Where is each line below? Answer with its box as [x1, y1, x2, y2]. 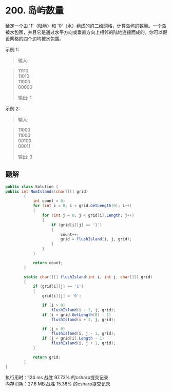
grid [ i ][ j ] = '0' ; [42, 293, 82, 298]
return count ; [32, 260, 63, 265]
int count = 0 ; [32, 198, 66, 203]
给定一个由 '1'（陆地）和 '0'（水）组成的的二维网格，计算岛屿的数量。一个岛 [5, 23, 167, 29]
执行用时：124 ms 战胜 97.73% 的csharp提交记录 [5, 374, 109, 380]
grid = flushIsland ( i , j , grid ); [60, 237, 132, 242]
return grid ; [32, 354, 61, 360]
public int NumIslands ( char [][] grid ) [5, 189, 88, 194]
